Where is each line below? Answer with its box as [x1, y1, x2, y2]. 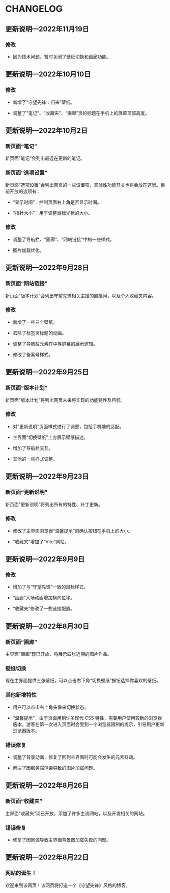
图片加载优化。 [12, 247, 44, 253]
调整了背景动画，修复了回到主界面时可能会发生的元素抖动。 [12, 754, 138, 760]
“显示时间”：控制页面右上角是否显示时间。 [12, 199, 102, 205]
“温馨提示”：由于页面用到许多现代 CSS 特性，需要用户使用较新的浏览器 [12, 715, 162, 721]
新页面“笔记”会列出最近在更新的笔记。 [5, 155, 86, 161]
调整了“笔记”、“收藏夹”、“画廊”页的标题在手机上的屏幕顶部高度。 [12, 110, 150, 116]
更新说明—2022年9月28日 [5, 263, 89, 272]
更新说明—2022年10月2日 [5, 126, 88, 135]
